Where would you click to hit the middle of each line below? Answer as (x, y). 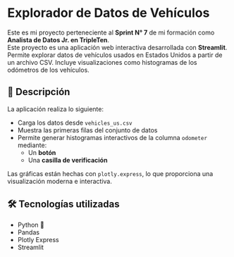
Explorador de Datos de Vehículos (109, 13)
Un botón (42, 152)
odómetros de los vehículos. (48, 70)
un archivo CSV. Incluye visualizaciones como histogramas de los (102, 62)
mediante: (32, 145)
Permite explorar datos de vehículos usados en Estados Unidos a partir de (115, 55)
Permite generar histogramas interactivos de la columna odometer (112, 137)
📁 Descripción (39, 92)
